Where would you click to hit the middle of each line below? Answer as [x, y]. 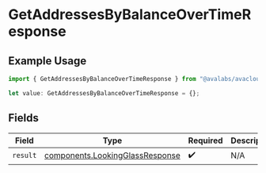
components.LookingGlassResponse [112, 156]
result [25, 156]
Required [205, 140]
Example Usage [47, 61]
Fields [24, 118]
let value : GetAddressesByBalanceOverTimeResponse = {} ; [104, 93]
